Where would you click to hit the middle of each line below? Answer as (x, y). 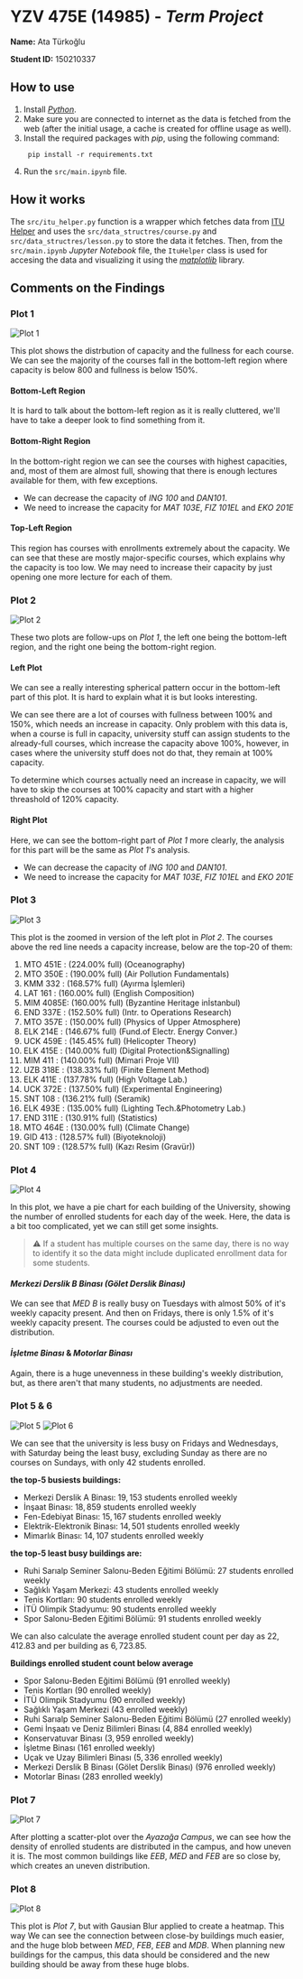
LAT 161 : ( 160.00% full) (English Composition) (109, 993)
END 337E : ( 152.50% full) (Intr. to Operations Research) (128, 1012)
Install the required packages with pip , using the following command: (151, 138)
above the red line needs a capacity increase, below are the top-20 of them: (151, 947)
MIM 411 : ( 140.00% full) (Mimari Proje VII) (101, 1060)
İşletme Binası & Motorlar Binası (72, 1353)
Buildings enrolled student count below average (102, 1663)
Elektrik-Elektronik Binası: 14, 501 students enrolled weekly (131, 1526)
